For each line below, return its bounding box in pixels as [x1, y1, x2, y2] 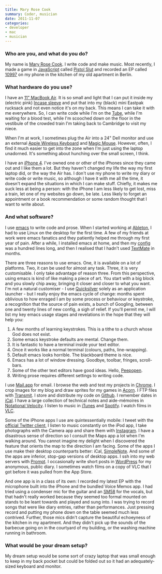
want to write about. [5, 201, 45, 207]
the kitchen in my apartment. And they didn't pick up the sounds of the [5, 520, 146, 525]
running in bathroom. [5, 530, 47, 536]
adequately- [130, 558, 155, 564]
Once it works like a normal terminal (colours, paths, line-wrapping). [12, 347, 148, 352]
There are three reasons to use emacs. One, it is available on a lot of [5, 260, 141, 265]
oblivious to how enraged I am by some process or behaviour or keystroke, [5, 296, 154, 302]
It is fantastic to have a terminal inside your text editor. [12, 341, 120, 348]
